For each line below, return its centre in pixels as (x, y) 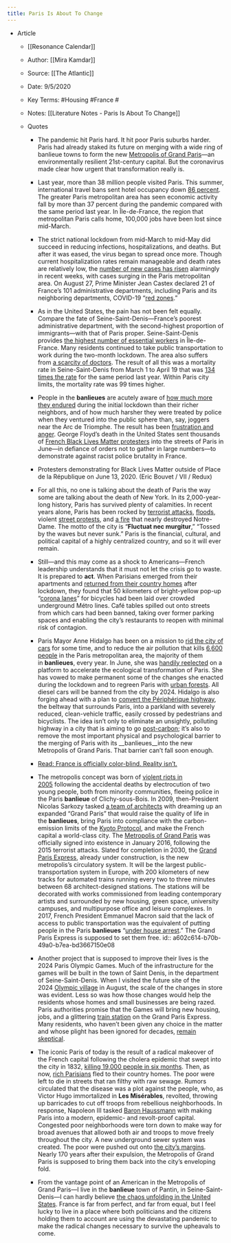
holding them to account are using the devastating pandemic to (128, 1218)
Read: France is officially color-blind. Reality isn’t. (107, 763)
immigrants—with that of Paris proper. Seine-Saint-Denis (118, 333)
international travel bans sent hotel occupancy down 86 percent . (129, 189)
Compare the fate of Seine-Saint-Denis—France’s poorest (119, 318)
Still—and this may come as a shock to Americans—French (121, 562)
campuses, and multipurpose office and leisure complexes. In (125, 908)
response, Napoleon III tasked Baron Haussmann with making (124, 1110)
